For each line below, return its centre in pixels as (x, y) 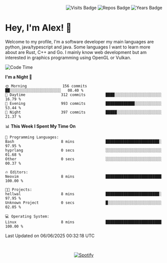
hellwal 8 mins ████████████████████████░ (83, 194)
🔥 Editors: (17, 172)
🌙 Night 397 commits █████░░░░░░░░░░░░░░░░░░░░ (83, 112)
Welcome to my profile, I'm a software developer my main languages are (80, 41)
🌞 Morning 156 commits (46, 86)
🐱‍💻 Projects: (19, 190)
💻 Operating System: (27, 216)
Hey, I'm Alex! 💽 (38, 28)
